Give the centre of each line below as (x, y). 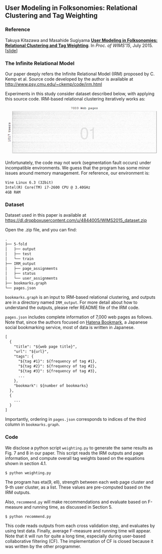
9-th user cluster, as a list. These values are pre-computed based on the (78, 487)
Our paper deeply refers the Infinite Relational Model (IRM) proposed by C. (80, 74)
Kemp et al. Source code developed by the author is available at (69, 79)
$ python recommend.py (28, 516)
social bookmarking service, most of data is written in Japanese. (70, 328)
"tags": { (24, 357)
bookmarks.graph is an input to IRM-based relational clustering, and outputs (80, 297)
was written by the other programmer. (43, 546)
